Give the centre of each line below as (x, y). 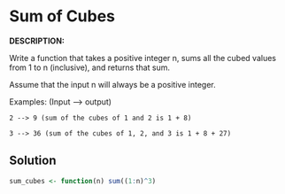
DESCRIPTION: (37, 41)
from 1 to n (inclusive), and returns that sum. (90, 67)
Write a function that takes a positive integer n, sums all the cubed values (143, 58)
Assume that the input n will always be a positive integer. (112, 84)
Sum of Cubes (62, 16)
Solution (33, 161)
